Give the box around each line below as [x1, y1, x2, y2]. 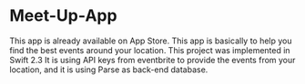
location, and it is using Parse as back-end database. [9, 64, 208, 75]
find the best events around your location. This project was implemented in [9, 44, 290, 55]
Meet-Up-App [9, 5, 117, 26]
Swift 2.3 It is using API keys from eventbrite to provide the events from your [9, 54, 296, 65]
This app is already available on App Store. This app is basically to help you [9, 35, 293, 46]
